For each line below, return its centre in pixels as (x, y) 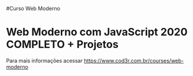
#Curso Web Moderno (33, 8)
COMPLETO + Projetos (63, 45)
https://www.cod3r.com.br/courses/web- (134, 60)
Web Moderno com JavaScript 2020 (97, 32)
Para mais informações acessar (44, 60)
